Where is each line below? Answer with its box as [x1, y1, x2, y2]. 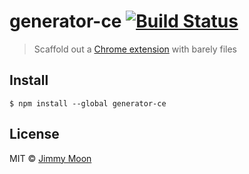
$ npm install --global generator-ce [9, 98, 167, 109]
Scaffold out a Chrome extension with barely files [33, 43, 237, 55]
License [9, 126, 60, 143]
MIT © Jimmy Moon [9, 152, 92, 164]
